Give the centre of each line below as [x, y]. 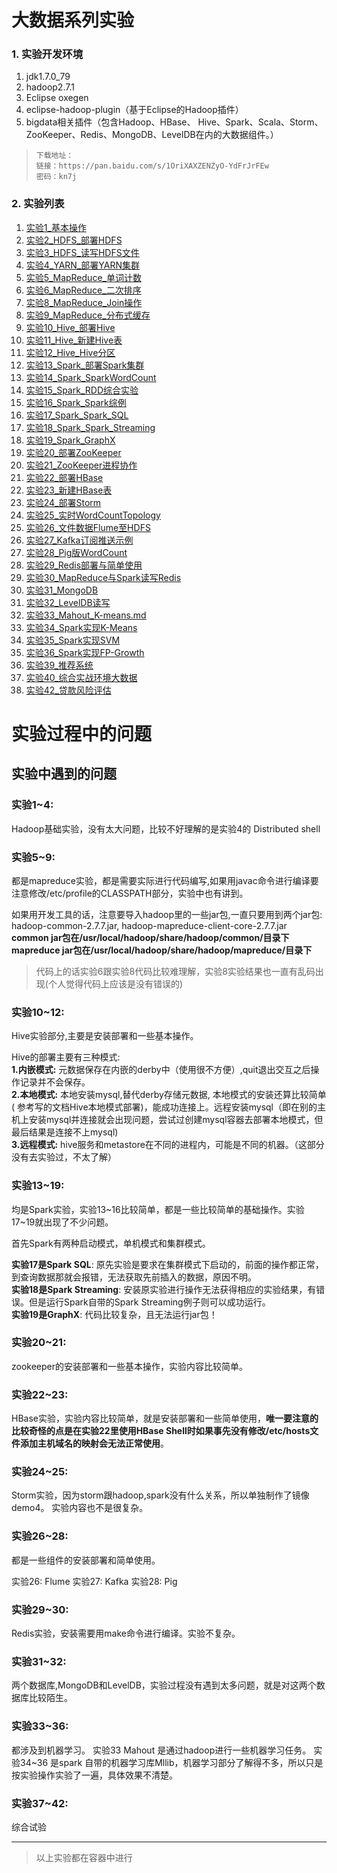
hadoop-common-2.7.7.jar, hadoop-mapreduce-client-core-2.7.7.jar [149, 925]
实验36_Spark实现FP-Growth [85, 652]
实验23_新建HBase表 [69, 490]
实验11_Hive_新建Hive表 [74, 340]
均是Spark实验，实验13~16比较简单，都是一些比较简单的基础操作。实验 [158, 1209]
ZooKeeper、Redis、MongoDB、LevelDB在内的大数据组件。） [152, 135]
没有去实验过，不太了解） [64, 1157]
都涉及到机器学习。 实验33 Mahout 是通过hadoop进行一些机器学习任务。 [161, 1750]
